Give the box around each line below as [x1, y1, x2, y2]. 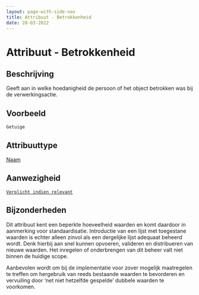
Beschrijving [6, 69, 55, 79]
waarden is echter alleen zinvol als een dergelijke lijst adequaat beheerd [6, 233, 182, 241]
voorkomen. [6, 283, 36, 290]
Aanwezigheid [6, 173, 61, 183]
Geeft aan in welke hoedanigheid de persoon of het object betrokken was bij [6, 84, 193, 92]
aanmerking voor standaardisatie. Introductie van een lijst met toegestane [6, 227, 187, 234]
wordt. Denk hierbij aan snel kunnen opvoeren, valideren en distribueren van [6, 240, 194, 247]
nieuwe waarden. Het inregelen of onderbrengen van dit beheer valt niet [6, 246, 183, 253]
